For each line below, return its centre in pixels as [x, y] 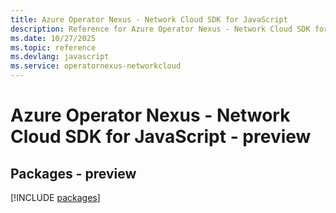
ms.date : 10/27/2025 [53, 38]
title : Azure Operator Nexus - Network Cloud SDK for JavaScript [149, 19]
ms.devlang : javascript [60, 57]
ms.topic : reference [53, 47]
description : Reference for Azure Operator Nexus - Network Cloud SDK [160, 29]
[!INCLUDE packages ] [55, 197]
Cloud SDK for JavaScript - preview [161, 137]
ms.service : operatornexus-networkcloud [96, 66]
